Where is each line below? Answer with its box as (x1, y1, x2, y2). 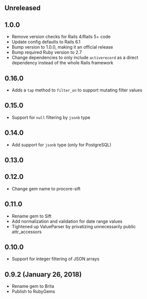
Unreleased (4, 4, 41, 12)
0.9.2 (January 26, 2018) (4, 270, 82, 278)
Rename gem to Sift (11, 213, 52, 219)
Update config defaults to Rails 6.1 (11, 39, 81, 45)
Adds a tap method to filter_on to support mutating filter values (11, 87, 143, 93)
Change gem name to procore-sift (11, 185, 81, 191)
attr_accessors (11, 229, 42, 235)
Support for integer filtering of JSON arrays (11, 256, 99, 262)
